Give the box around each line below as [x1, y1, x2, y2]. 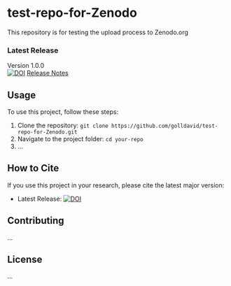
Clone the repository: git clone [17, 121, 108, 130]
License [7, 254, 43, 266]
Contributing [7, 215, 64, 227]
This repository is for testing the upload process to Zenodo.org [7, 28, 189, 36]
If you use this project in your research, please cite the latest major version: [7, 180, 225, 190]
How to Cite [7, 162, 59, 174]
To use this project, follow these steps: [7, 108, 119, 116]
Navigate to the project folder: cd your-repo [17, 135, 143, 143]
